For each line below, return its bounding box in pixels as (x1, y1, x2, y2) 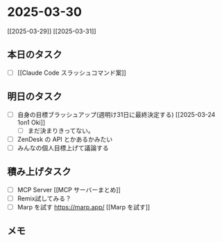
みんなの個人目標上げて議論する (17, 143, 109, 152)
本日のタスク (7, 49, 62, 61)
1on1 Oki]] (17, 118, 46, 127)
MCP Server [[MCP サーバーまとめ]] (17, 185, 121, 194)
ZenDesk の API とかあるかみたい (17, 135, 113, 143)
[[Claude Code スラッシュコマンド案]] (17, 68, 126, 77)
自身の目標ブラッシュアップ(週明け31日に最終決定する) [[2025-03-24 (17, 110, 216, 118)
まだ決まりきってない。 (27, 126, 95, 135)
